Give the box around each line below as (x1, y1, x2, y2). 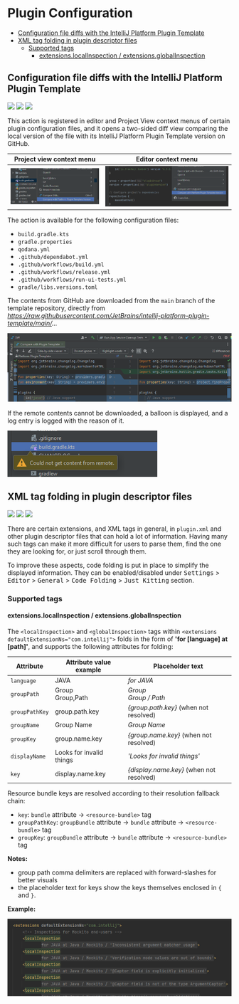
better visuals (17, 875, 58, 884)
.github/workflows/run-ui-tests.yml (17, 276, 127, 283)
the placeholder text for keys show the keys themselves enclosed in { (17, 883, 222, 892)
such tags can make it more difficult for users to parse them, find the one (7, 539, 222, 548)
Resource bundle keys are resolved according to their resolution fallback (7, 788, 221, 798)
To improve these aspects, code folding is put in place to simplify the (7, 561, 209, 569)
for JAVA (127, 676, 154, 685)
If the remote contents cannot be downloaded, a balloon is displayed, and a (7, 408, 228, 417)
